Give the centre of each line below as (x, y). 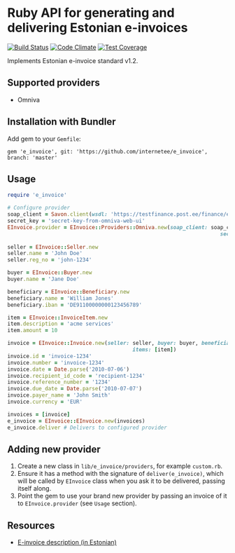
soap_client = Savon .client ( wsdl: (58, 214)
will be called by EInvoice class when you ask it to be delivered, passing (121, 481)
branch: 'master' (33, 158)
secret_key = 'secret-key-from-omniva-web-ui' (76, 221)
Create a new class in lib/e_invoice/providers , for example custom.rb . (120, 466)
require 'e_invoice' (37, 195)
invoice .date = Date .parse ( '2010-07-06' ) (69, 369)
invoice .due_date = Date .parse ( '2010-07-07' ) (74, 389)
